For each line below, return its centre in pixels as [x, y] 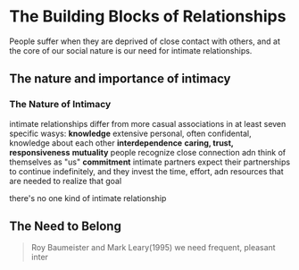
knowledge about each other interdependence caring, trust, [121, 143]
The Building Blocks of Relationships [148, 17]
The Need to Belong [66, 227]
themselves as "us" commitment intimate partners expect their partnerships [150, 162]
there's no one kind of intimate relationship [88, 198]
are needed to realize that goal [66, 181]
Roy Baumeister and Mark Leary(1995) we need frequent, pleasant [153, 248]
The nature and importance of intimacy [120, 79]
